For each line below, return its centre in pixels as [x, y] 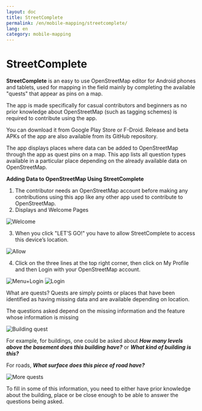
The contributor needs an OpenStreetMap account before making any [101, 191]
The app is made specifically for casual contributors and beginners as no [97, 106]
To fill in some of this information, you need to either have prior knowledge [99, 389]
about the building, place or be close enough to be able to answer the [92, 395]
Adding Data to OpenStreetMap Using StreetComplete [75, 179]
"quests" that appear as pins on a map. [55, 94]
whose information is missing [43, 317]
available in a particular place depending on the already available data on [97, 161]
